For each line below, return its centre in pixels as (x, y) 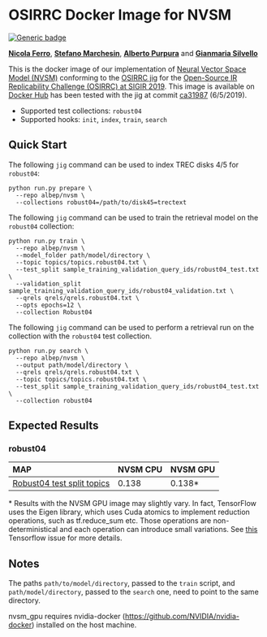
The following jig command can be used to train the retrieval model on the (133, 217)
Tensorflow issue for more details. (65, 538)
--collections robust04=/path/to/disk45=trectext (101, 202)
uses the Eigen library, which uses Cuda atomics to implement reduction (129, 512)
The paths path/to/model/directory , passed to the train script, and (122, 583)
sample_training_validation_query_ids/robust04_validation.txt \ (121, 290)
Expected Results (54, 426)
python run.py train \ (47, 241)
